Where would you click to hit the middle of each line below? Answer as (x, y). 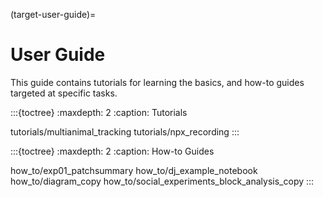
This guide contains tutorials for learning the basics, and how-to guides (157, 82)
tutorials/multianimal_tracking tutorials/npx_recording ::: (125, 131)
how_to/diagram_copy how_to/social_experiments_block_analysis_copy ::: (162, 181)
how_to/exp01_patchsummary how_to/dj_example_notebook (134, 170)
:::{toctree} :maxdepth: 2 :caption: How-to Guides (112, 151)
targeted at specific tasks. (64, 93)
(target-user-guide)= (53, 14)
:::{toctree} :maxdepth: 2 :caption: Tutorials (99, 112)
